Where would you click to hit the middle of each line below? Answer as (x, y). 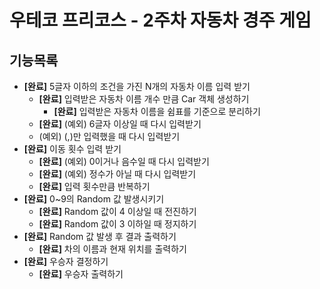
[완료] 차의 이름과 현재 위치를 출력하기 (112, 249)
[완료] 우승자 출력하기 (81, 274)
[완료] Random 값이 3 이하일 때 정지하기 (117, 224)
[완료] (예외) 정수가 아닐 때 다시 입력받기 (117, 174)
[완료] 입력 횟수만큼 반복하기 (94, 186)
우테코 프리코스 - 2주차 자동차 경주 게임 (160, 20)
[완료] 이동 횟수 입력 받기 (72, 149)
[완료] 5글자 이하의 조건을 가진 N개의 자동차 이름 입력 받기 (137, 86)
